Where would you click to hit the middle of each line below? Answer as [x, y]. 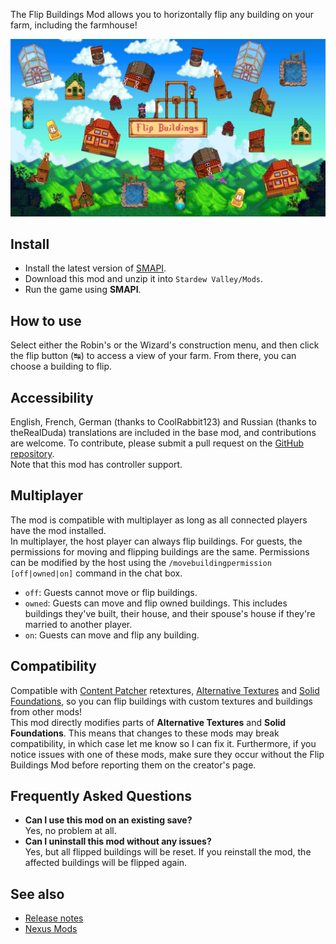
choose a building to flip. [61, 366]
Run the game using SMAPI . [83, 290]
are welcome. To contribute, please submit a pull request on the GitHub [157, 443]
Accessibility [52, 397]
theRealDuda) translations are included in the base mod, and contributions [163, 432]
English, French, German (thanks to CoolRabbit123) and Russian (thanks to [163, 421]
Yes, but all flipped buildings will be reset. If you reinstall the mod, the [168, 852]
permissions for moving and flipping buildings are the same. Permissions [160, 551]
